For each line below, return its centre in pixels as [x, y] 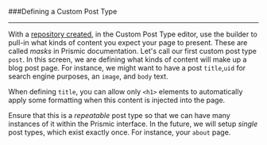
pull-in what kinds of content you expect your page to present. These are [128, 42]
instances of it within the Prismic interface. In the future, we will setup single [133, 124]
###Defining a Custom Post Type [63, 11]
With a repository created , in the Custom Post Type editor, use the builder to [133, 34]
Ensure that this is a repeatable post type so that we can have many [119, 115]
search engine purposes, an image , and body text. [88, 76]
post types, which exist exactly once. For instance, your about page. [120, 132]
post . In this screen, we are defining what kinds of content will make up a [128, 59]
